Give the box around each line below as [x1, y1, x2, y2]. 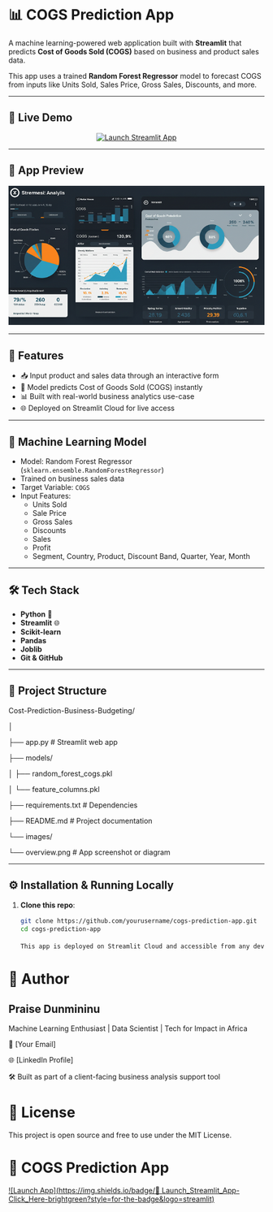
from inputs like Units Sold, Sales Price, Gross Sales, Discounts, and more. [8, 80, 258, 89]
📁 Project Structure [8, 684, 107, 698]
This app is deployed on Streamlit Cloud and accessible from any [19, 942, 250, 950]
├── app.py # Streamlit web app [8, 737, 118, 747]
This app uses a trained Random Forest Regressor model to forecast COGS [8, 71, 262, 80]
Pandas [19, 635, 47, 645]
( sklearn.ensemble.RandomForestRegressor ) [19, 465, 165, 475]
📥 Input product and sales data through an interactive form [19, 370, 219, 381]
